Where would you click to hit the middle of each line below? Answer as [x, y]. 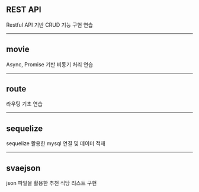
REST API [24, 10]
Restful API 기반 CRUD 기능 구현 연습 [50, 25]
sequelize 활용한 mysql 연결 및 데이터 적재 [56, 143]
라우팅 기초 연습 [25, 104]
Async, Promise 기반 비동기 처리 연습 [50, 64]
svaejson [23, 168]
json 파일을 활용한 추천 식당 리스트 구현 [52, 183]
